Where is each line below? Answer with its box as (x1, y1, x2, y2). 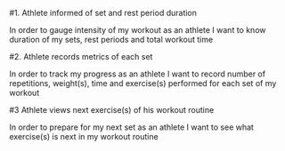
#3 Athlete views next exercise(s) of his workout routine (9, 105, 215, 115)
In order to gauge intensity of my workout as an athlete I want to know (9, 25, 266, 35)
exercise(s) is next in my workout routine (9, 131, 159, 141)
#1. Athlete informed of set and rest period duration (9, 8, 198, 18)
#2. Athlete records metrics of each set (9, 52, 153, 61)
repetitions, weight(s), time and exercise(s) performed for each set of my (9, 78, 277, 88)
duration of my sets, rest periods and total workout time (9, 35, 214, 44)
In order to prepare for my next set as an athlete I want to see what (9, 122, 254, 132)
